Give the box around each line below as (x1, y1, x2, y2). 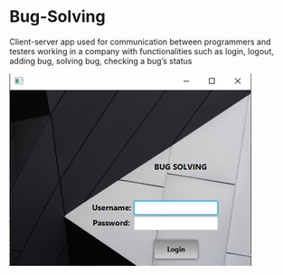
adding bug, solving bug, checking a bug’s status (9, 55, 193, 66)
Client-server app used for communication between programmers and (9, 36, 271, 47)
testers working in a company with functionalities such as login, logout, (9, 45, 274, 56)
